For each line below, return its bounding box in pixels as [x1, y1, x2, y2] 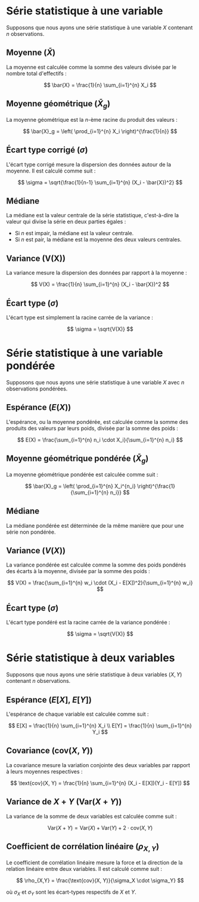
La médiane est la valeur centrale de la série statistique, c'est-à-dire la [6, 212, 179, 219]
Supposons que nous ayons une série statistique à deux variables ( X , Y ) [6, 671, 182, 678]
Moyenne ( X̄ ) [6, 48, 55, 58]
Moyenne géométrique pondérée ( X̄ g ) [6, 454, 149, 465]
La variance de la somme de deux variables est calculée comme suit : [6, 812, 177, 820]
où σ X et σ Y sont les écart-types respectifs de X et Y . [6, 888, 137, 897]
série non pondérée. [6, 528, 56, 535]
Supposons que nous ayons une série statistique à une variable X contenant [6, 24, 193, 31]
